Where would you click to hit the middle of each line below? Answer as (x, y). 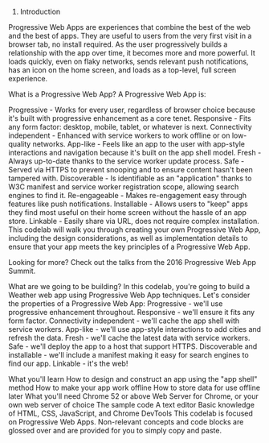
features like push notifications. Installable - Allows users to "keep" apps (128, 204)
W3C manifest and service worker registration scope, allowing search (124, 187)
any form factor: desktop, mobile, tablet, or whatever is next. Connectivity (130, 127)
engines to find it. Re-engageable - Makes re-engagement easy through (128, 195)
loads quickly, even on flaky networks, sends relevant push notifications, (128, 61)
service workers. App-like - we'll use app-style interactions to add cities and (135, 329)
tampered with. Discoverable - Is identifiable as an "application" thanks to (130, 178)
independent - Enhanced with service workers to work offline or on (119, 135)
